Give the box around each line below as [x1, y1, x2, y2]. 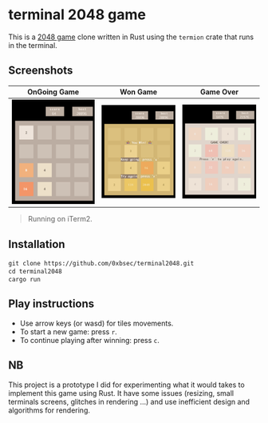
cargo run [8, 276, 41, 284]
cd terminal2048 [8, 268, 62, 276]
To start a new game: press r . [19, 326, 117, 337]
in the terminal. [8, 40, 57, 50]
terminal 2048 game [8, 6, 146, 24]
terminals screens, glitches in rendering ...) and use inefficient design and [8, 397, 250, 406]
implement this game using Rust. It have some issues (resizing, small [8, 388, 234, 397]
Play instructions [8, 297, 95, 311]
